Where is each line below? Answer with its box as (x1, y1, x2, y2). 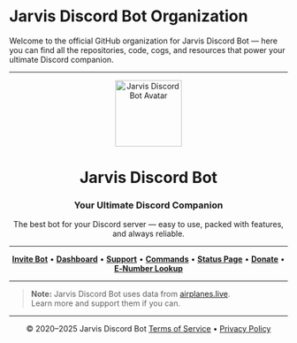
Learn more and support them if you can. (30, 298, 181, 309)
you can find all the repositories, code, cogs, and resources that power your (9, 44, 286, 55)
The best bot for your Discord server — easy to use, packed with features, (12, 219, 285, 230)
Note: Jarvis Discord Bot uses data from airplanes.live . (30, 289, 231, 300)
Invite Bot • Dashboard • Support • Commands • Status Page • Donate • (11, 254, 286, 264)
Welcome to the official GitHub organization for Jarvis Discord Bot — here (9, 35, 278, 46)
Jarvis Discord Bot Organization (9, 6, 248, 27)
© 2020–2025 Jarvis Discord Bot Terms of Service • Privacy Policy (26, 324, 271, 334)
